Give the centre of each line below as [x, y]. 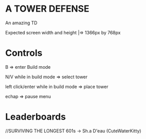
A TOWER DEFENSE [47, 9]
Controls [24, 53]
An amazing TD [21, 23]
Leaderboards [35, 117]
